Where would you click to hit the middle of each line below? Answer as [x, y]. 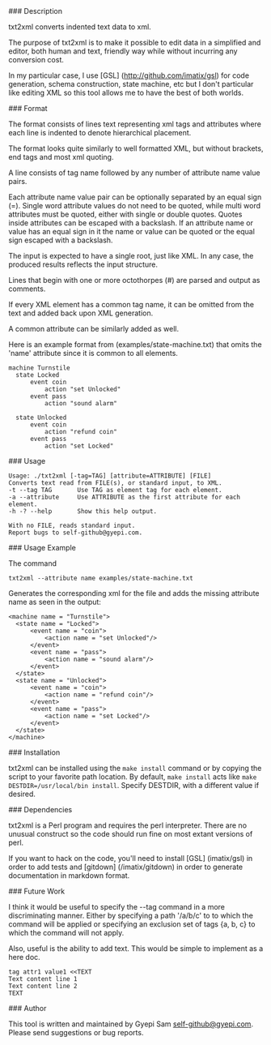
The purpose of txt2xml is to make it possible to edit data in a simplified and [135, 43]
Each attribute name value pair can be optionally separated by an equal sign [135, 197]
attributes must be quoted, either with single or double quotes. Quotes [125, 214]
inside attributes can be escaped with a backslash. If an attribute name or [131, 223]
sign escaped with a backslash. [61, 240]
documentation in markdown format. [69, 876]
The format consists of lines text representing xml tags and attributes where [135, 124]
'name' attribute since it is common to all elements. [93, 353]
